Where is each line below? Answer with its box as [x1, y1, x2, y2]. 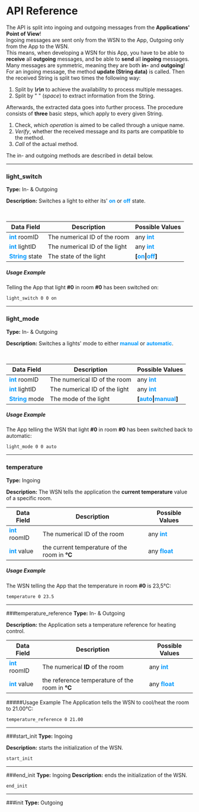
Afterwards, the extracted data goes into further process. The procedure [6, 103, 184, 110]
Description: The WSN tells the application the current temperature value [6, 488, 188, 495]
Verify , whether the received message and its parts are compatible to [14, 128, 184, 135]
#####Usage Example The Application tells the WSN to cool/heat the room [6, 699, 190, 706]
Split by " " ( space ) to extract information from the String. [14, 92, 155, 99]
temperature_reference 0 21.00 [6, 716, 84, 722]
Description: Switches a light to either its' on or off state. [6, 197, 146, 204]
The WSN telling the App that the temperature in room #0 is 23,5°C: [6, 582, 172, 589]
